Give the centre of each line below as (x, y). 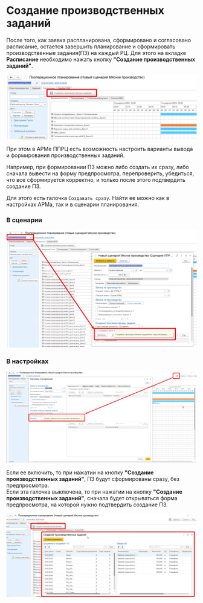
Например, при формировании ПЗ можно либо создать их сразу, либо (98, 167)
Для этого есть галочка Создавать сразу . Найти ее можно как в (88, 198)
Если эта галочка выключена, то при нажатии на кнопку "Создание (94, 492)
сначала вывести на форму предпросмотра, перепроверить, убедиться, (100, 173)
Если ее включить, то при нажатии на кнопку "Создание (80, 472)
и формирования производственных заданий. (66, 155)
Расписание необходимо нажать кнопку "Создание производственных (101, 59)
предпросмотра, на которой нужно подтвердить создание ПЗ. (87, 505)
